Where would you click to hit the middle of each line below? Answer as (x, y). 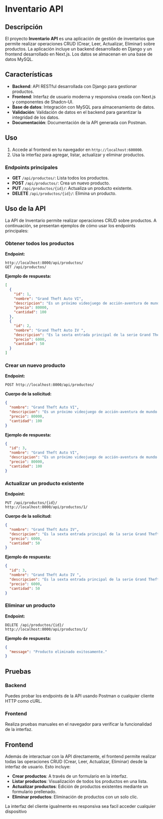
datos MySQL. (19, 59)
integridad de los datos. (36, 117)
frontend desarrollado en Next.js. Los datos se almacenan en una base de (79, 54)
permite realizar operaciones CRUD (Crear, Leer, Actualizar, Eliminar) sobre (80, 44)
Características (29, 75)
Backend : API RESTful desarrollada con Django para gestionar (74, 86)
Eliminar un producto (30, 605)
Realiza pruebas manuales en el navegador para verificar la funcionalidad (78, 724)
